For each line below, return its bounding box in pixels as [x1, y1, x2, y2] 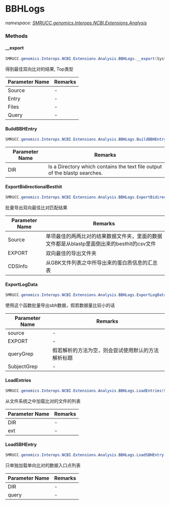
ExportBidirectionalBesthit [5, 183, 62, 190]
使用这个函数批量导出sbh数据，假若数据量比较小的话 [5, 302, 115, 309]
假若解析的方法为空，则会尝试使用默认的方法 [52, 347, 159, 354]
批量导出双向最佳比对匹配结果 [5, 204, 67, 211]
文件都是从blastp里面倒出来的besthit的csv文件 [45, 240, 156, 247]
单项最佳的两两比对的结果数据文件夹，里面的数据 [45, 233, 162, 240]
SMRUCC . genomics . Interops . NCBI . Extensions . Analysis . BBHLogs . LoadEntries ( [5, 388, 164, 394]
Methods [5, 32, 28, 39]
